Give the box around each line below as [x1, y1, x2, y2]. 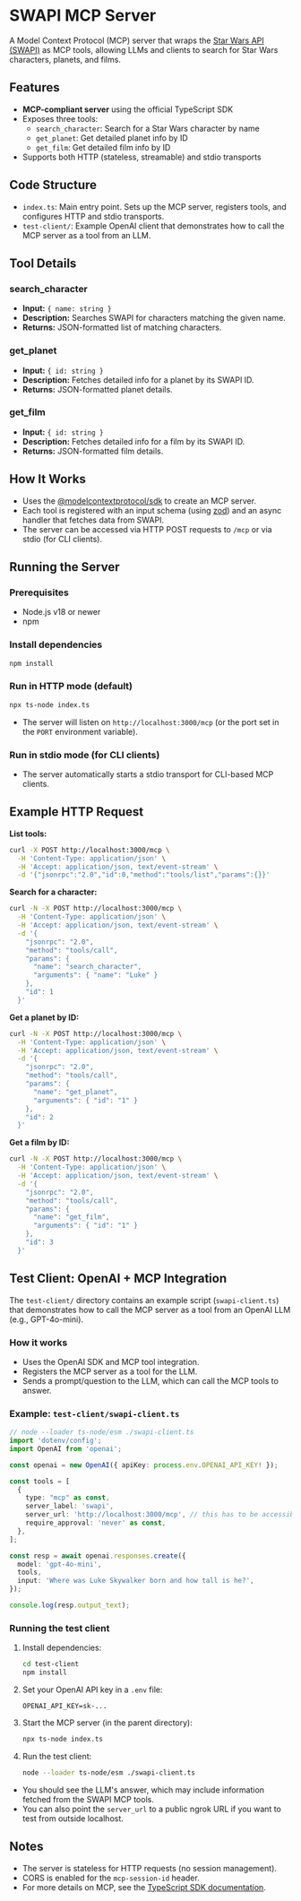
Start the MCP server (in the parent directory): [21, 1717, 193, 1728]
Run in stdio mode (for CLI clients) [9, 748, 160, 761]
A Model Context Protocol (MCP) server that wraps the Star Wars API [9, 35, 264, 46]
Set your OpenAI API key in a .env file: [21, 1684, 163, 1695]
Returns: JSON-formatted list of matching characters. [21, 322, 222, 333]
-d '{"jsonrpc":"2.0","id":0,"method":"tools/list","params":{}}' [17, 870, 271, 879]
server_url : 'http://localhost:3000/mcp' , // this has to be [25, 1510, 258, 1519]
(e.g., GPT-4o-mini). [9, 1314, 83, 1325]
